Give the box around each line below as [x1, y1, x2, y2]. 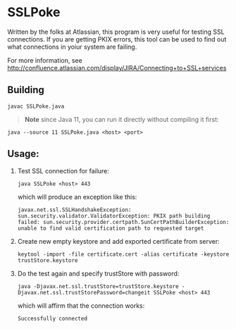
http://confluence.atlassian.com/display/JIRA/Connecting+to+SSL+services [7, 63, 227, 72]
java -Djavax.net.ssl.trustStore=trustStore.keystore [17, 283, 179, 290]
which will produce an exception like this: [17, 192, 137, 201]
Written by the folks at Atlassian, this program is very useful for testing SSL [7, 27, 225, 36]
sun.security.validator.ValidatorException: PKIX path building [17, 212, 211, 219]
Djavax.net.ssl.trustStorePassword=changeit [17, 289, 151, 296]
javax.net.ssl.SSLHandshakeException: [17, 206, 132, 213]
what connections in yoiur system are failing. [7, 42, 137, 51]
